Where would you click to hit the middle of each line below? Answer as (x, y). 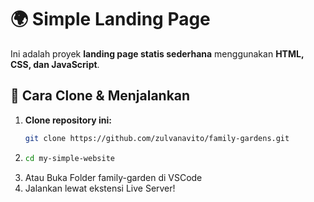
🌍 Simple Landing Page (110, 19)
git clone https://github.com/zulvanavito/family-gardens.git (157, 138)
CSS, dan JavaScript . (55, 64)
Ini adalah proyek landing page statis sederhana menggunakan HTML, (157, 53)
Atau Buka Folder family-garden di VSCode (113, 177)
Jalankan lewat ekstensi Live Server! (100, 188)
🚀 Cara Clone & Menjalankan (100, 96)
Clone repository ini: (68, 120)
